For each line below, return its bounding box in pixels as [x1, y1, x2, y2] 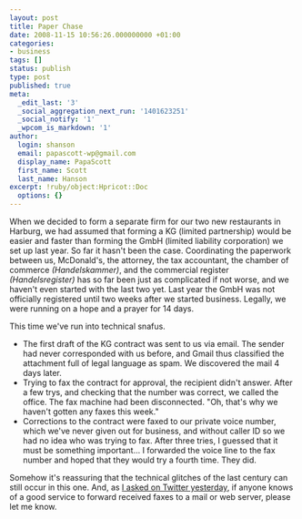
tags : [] [9, 56, 43, 65]
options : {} [17, 191, 64, 200]
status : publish [9, 65, 71, 74]
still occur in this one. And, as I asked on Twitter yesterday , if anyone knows [9, 482, 294, 493]
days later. [22, 368, 62, 378]
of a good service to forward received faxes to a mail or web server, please [9, 492, 291, 502]
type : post [9, 73, 51, 82]
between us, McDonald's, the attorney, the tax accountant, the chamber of [9, 255, 289, 265]
